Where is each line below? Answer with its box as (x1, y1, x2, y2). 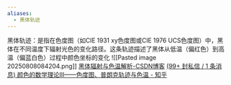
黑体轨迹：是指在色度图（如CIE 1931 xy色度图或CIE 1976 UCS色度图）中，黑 (7, 36, 223, 45)
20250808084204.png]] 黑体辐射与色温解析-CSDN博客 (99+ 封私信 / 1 (7, 62, 208, 70)
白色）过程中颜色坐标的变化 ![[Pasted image (30, 53, 157, 62)
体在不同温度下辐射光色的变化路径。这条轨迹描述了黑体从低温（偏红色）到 (7, 45, 219, 53)
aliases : (7, 10, 32, 17)
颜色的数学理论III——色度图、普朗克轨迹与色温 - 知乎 (17, 70, 168, 79)
